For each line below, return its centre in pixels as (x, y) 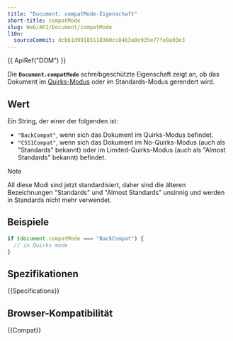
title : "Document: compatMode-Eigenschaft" (73, 14)
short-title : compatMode (44, 21)
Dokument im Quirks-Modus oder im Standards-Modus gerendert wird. (111, 82)
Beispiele (28, 222)
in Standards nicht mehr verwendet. (59, 200)
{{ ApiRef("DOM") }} (37, 60)
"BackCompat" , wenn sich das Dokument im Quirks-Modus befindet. (115, 135)
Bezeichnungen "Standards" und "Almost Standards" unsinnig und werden (116, 192)
